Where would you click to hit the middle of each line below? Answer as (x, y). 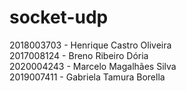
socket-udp (59, 17)
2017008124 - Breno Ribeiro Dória (79, 55)
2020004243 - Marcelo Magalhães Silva (93, 66)
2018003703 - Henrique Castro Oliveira (90, 45)
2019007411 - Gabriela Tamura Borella (87, 77)
